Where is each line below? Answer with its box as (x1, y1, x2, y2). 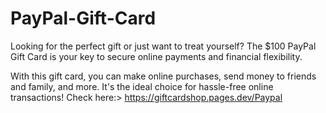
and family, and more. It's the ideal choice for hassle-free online (10, 80, 274, 92)
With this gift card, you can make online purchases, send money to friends (10, 70, 317, 82)
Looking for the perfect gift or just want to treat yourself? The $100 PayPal (10, 40, 317, 52)
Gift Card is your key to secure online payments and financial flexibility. (10, 50, 303, 62)
